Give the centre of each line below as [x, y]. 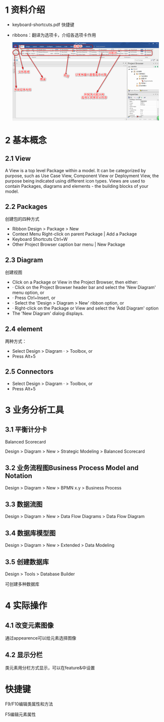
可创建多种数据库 [22, 584]
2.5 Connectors [29, 372]
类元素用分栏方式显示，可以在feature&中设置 [50, 668]
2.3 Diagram [24, 260]
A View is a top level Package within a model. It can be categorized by [76, 170]
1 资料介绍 [25, 10]
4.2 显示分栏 [24, 655]
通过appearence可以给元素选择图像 [41, 638]
